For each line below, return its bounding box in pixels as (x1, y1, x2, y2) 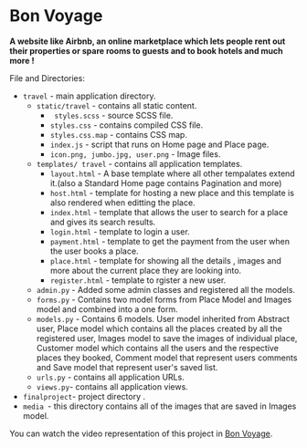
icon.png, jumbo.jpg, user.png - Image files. (49, 148, 221, 160)
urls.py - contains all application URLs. (36, 371, 185, 382)
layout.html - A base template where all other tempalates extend (49, 168, 295, 179)
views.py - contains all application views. (36, 380, 189, 392)
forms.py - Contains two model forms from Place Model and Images (36, 294, 292, 305)
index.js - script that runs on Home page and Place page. (49, 139, 270, 150)
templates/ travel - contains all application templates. (36, 158, 243, 169)
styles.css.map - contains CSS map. (49, 129, 187, 140)
